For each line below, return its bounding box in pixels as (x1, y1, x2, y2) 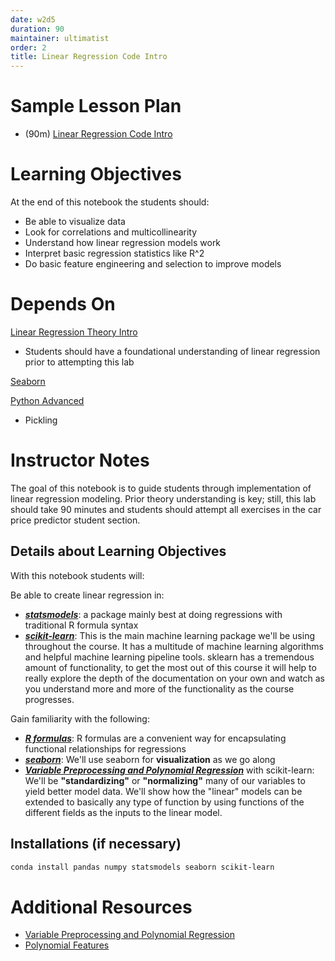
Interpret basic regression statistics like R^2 (24, 247, 205, 259)
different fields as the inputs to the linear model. (24, 806, 223, 818)
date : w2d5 (10, 14, 56, 25)
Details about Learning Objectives (10, 543, 227, 560)
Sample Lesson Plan (10, 95, 182, 118)
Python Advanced (10, 394, 85, 406)
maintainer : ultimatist (10, 33, 110, 43)
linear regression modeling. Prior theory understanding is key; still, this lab (10, 492, 317, 505)
